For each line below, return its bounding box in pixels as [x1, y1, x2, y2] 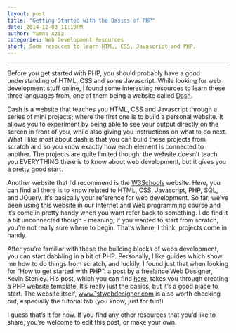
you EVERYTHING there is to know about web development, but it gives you [7, 158, 227, 165]
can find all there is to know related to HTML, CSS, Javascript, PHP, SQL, [7, 186, 218, 194]
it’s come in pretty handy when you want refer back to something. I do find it [7, 208, 228, 217]
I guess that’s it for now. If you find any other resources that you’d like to [7, 310, 216, 319]
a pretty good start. [7, 165, 63, 173]
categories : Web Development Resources [7, 37, 124, 44]
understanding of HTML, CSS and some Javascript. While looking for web [7, 77, 221, 84]
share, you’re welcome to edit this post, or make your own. [7, 318, 177, 326]
